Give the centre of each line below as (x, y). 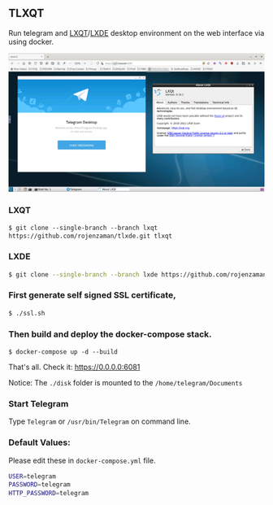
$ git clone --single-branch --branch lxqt (83, 228)
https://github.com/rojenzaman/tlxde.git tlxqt (91, 236)
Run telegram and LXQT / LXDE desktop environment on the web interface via (136, 33)
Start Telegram (39, 403)
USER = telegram (32, 476)
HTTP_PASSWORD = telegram (49, 494)
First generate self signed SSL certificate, (92, 295)
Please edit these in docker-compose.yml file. (82, 460)
